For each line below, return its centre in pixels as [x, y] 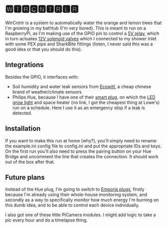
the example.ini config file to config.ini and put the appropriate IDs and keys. [83, 146]
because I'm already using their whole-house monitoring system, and [76, 195]
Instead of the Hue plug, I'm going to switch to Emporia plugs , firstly [75, 189]
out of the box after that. [30, 162]
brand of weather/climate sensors [47, 92]
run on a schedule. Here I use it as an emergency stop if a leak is [79, 108]
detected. [22, 113]
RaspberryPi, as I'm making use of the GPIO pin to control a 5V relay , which [82, 33]
